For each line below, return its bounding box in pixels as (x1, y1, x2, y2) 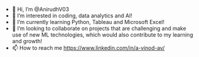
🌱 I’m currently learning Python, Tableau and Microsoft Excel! (11, 19, 165, 25)
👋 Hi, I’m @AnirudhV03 (11, 6, 70, 13)
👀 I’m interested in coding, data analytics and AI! (11, 12, 132, 19)
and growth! (11, 38, 42, 44)
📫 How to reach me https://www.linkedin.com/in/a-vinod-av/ (11, 44, 165, 51)
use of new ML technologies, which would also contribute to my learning (11, 31, 194, 38)
